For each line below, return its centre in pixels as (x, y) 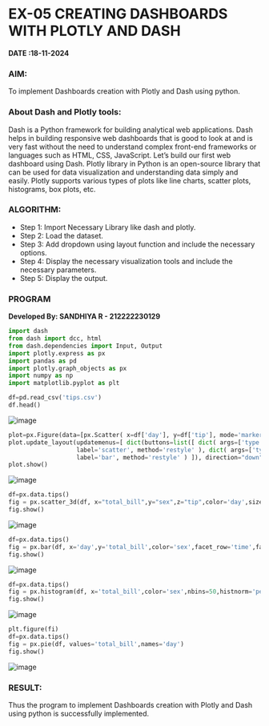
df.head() (25, 405)
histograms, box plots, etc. (52, 189)
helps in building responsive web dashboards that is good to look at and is (131, 138)
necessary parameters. (58, 270)
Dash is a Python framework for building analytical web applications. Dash (131, 130)
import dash (28, 331)
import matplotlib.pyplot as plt (64, 383)
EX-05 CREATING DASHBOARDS (118, 14)
